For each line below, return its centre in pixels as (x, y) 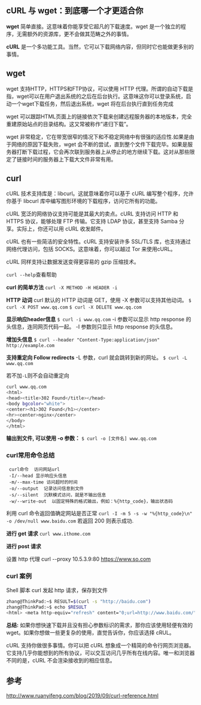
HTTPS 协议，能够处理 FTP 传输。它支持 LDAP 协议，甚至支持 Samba (92, 222)
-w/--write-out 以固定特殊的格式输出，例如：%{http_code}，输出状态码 (91, 501)
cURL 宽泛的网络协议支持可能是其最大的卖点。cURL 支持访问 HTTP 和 (92, 214)
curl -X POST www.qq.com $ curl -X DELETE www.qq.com (74, 307)
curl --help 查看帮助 (31, 274)
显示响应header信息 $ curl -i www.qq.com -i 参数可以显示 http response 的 (99, 319)
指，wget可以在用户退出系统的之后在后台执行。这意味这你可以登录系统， (96, 96)
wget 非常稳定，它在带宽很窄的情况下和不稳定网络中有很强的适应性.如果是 (98, 136)
